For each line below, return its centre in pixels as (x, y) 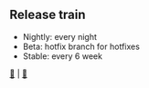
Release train (48, 15)
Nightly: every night (60, 36)
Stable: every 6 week (63, 56)
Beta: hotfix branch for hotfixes (81, 46)
